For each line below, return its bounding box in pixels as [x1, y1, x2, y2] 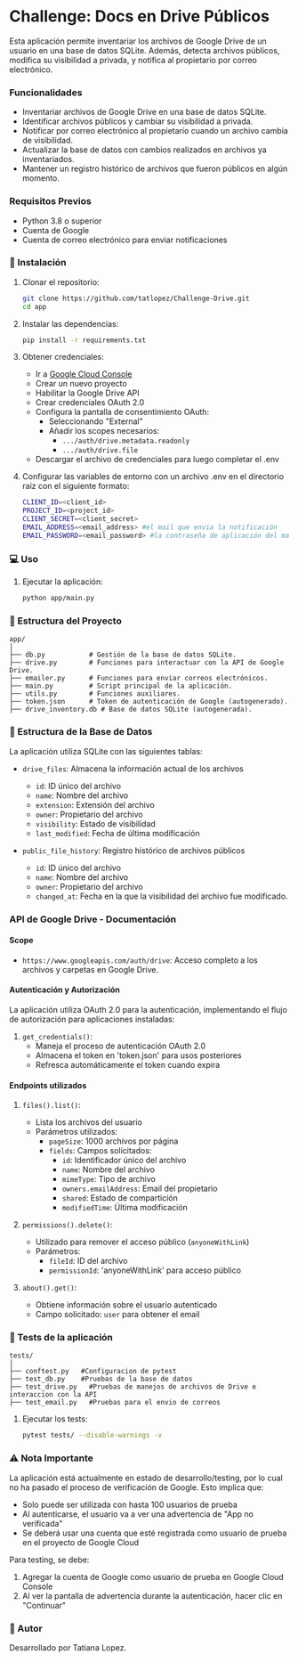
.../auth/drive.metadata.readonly [61, 436, 190, 446]
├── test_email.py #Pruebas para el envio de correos [9, 1398, 221, 1407]
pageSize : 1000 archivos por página [48, 1136, 179, 1146]
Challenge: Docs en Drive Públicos [9, 6, 270, 27]
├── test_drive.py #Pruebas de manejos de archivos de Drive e [9, 1382, 256, 1391]
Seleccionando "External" [48, 416, 144, 427]
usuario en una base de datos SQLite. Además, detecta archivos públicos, [9, 45, 280, 55]
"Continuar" [21, 1600, 67, 1610]
